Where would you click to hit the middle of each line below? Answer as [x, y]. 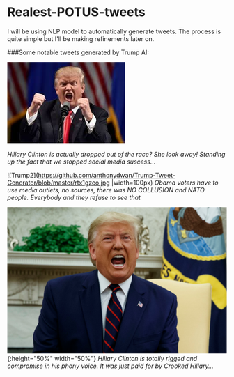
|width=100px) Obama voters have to [165, 183]
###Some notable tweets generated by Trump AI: [78, 52]
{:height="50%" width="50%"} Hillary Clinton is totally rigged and [102, 358]
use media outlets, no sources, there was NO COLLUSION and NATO [106, 190]
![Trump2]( [23, 175]
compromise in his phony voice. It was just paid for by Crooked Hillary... [110, 366]
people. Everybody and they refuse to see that [74, 197]
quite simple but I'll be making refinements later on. [81, 38]
